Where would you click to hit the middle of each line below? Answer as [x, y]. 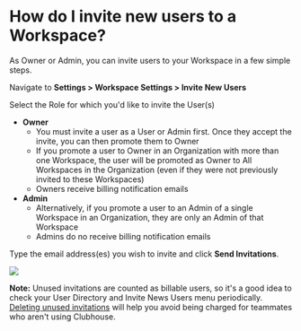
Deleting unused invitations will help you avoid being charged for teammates [151, 307]
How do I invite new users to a [123, 17]
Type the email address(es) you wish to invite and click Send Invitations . [144, 254]
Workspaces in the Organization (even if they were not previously [157, 170]
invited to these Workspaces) [90, 179]
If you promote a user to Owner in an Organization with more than [157, 151]
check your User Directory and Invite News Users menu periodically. [136, 297]
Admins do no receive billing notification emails [123, 236]
